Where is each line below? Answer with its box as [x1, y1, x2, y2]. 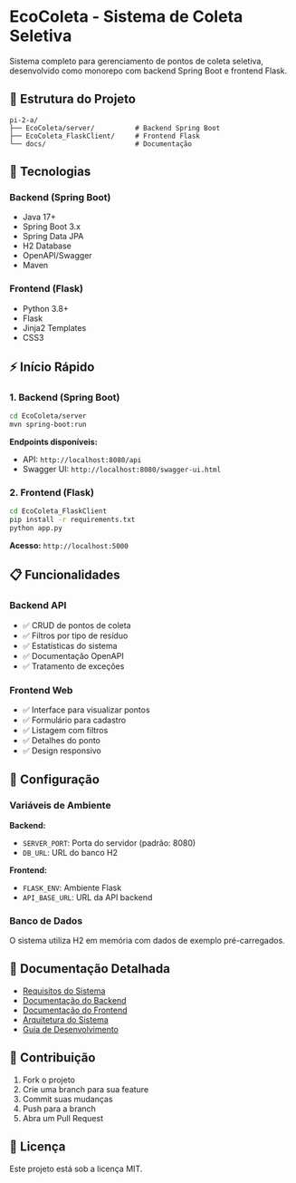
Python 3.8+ [22, 303, 70, 314]
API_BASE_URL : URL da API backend [22, 891, 153, 903]
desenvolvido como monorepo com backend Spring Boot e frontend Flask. [9, 65, 288, 76]
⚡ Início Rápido [9, 360, 95, 375]
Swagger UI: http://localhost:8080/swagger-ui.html [22, 464, 222, 475]
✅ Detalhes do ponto [22, 735, 101, 746]
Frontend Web [9, 684, 73, 696]
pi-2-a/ [9, 115, 39, 124]
